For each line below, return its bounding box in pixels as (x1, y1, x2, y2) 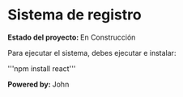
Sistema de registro (7, 6, 143, 24)
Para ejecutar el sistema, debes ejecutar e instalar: (7, 48, 177, 57)
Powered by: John (7, 79, 70, 89)
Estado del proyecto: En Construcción (7, 32, 136, 42)
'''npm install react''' (7, 63, 76, 74)
